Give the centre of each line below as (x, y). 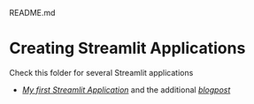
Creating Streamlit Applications (127, 48)
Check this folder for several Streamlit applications (101, 72)
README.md (32, 13)
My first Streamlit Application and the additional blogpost (126, 89)
